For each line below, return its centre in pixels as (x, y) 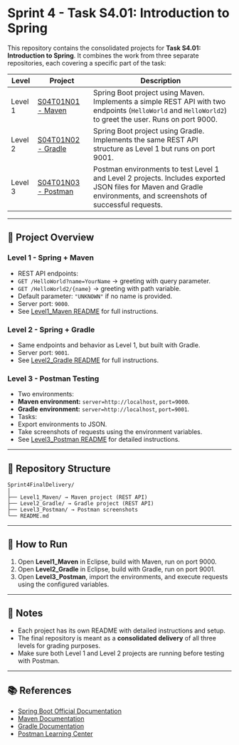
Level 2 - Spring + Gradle (51, 329)
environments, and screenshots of (150, 196)
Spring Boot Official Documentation (70, 711)
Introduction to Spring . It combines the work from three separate (103, 56)
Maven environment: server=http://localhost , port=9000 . (103, 402)
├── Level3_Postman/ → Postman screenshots (73, 510)
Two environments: (46, 394)
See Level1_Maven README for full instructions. (88, 311)
